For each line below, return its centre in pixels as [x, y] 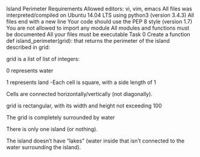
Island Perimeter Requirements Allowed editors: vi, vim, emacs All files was [99, 9]
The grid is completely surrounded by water [61, 117]
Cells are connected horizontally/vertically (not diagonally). [79, 94]
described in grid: [28, 47]
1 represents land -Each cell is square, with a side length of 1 [81, 82]
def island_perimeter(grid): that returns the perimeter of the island [88, 41]
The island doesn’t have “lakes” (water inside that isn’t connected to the [95, 141]
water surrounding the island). [44, 147]
